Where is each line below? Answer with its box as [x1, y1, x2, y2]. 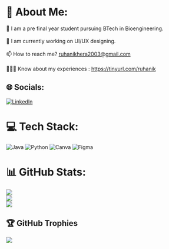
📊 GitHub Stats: [6, 165, 87, 179]
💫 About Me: [6, 5, 68, 19]
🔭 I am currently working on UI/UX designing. [6, 37, 116, 44]
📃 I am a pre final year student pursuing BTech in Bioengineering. [6, 25, 164, 32]
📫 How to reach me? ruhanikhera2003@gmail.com [6, 50, 131, 57]
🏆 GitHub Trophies [6, 218, 78, 228]
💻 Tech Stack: [6, 119, 79, 133]
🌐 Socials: [6, 82, 45, 92]
